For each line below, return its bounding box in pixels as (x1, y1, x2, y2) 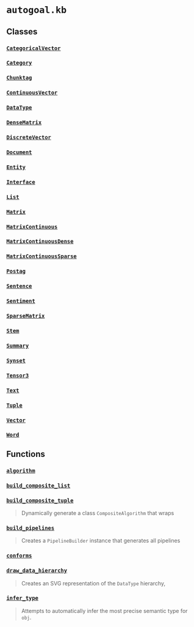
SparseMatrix (6, 313, 45, 319)
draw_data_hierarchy (6, 567, 68, 574)
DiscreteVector (6, 134, 52, 141)
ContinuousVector (6, 89, 58, 96)
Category (6, 59, 32, 67)
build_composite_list (6, 482, 71, 489)
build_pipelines (6, 524, 55, 532)
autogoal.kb (6, 4, 67, 16)
